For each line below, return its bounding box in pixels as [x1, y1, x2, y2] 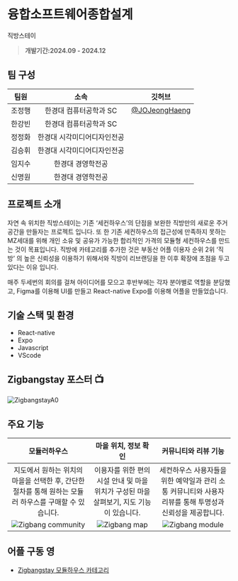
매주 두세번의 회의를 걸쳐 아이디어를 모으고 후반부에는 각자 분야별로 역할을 [7, 278, 212, 286]
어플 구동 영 [7, 546, 55, 558]
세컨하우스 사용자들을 [159, 466, 227, 475]
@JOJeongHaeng [130, 105, 191, 115]
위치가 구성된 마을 [94, 487, 151, 496]
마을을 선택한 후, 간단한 [11, 476, 85, 485]
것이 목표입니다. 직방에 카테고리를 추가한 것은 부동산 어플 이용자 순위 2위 [14, 245, 215, 254]
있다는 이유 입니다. [7, 263, 59, 271]
